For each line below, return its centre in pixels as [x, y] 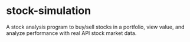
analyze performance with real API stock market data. [71, 33]
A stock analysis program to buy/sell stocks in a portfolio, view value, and [95, 27]
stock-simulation [49, 11]
